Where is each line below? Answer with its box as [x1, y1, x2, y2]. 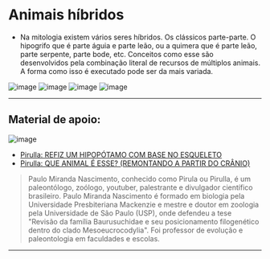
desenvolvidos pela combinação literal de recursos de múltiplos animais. [19, 58, 261, 68]
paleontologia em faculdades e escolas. [27, 233, 161, 243]
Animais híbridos [8, 6, 125, 24]
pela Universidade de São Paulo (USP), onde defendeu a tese [27, 208, 232, 218]
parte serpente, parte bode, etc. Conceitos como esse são [19, 49, 215, 59]
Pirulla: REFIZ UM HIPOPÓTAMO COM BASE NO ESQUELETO [19, 150, 223, 159]
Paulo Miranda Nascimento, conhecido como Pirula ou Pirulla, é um [27, 174, 252, 183]
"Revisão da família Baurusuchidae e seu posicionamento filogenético [27, 216, 260, 226]
